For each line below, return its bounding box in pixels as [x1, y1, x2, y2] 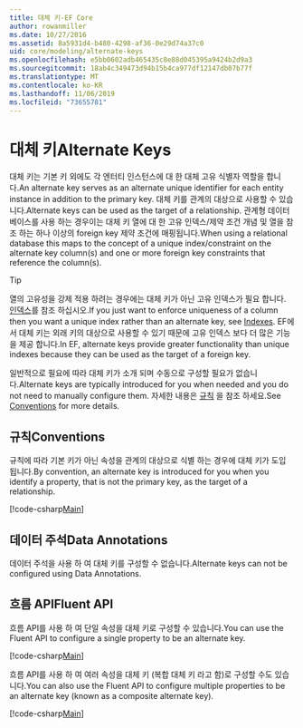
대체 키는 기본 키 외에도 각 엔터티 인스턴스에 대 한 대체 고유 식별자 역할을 [9, 171, 265, 182]
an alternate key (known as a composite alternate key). [9, 690, 214, 701]
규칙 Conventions [9, 429, 106, 444]
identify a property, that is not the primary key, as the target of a [9, 477, 249, 488]
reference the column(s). [9, 257, 102, 268]
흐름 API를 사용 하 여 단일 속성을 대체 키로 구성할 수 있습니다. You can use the [9, 622, 284, 633]
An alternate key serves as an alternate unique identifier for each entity [18, 182, 284, 193]
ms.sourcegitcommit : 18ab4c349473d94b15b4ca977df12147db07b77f [9, 64, 253, 73]
